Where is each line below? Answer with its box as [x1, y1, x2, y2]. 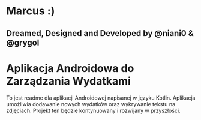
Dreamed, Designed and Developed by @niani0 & [6, 28, 194, 38]
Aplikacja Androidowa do [6, 61, 134, 75]
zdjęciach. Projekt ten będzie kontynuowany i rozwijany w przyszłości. [6, 107, 181, 114]
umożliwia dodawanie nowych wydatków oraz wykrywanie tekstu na [6, 100, 176, 107]
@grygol [6, 37, 40, 47]
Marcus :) [6, 4, 55, 18]
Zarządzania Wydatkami [6, 74, 131, 88]
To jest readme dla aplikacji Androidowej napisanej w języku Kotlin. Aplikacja [6, 94, 196, 101]
